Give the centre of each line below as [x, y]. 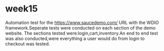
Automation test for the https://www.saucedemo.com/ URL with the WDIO [82, 22]
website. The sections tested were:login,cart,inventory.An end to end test [82, 33]
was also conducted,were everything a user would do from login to [75, 38]
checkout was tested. [28, 43]
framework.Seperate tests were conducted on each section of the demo [80, 27]
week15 [22, 9]
